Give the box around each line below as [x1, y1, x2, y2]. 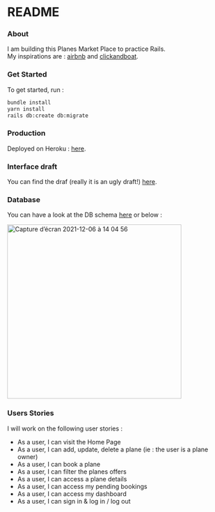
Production [7, 128, 46, 138]
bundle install [7, 99, 51, 106]
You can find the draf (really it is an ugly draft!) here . [7, 178, 157, 185]
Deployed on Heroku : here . [7, 144, 86, 153]
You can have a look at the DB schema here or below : [7, 210, 162, 219]
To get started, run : [7, 85, 64, 94]
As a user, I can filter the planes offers [17, 467, 127, 476]
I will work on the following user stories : [7, 424, 123, 433]
